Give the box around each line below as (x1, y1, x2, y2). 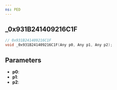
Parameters (5, 56, 42, 64)
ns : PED (5, 7, 21, 12)
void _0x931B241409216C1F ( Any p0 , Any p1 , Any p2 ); (5, 42, 113, 48)
